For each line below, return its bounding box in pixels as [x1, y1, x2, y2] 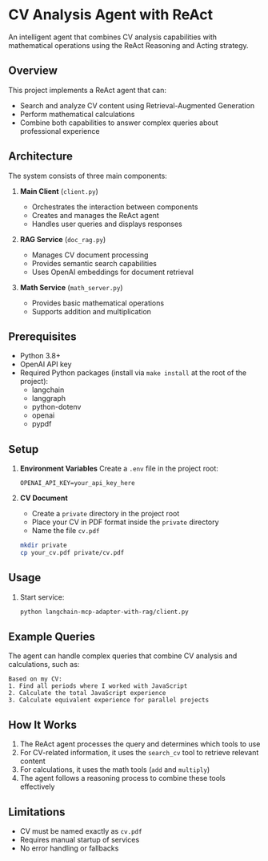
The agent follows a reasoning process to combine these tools [19, 774, 226, 783]
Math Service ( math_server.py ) [19, 282, 123, 292]
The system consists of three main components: [8, 171, 168, 180]
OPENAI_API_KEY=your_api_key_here [19, 479, 135, 487]
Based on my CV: [8, 675, 62, 683]
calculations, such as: [8, 660, 80, 669]
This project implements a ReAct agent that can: [8, 85, 166, 95]
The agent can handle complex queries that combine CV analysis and [8, 651, 238, 661]
